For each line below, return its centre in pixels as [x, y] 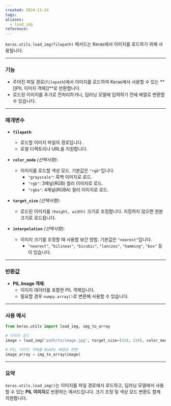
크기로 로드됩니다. [38, 218]
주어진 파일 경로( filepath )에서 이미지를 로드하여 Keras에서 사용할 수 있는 [86, 82]
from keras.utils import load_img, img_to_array [58, 327]
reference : [17, 29]
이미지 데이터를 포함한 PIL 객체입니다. [58, 290]
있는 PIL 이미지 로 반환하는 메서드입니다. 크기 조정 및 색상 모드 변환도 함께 [88, 392]
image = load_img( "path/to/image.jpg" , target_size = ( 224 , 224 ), [75, 341]
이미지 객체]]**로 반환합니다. [52, 88]
